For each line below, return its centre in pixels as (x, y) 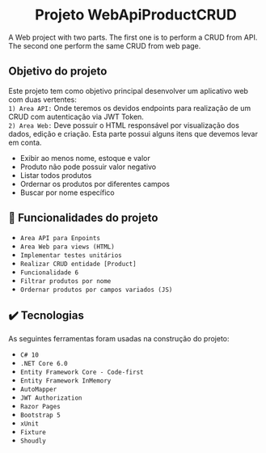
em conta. (25, 142)
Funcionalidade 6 (49, 273)
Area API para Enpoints (60, 238)
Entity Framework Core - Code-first (82, 373)
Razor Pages (40, 407)
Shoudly (33, 441)
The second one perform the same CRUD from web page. (105, 45)
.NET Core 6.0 (44, 364)
